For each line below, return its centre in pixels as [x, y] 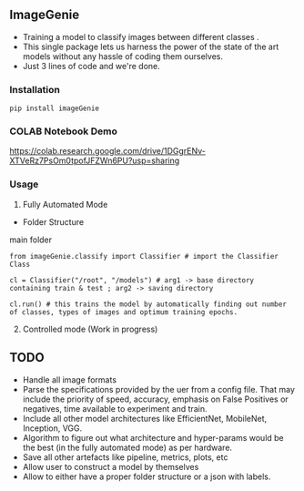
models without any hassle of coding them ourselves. [122, 56]
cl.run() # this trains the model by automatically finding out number [148, 304]
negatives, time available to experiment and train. [115, 408]
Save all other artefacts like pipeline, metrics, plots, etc [125, 457]
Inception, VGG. [52, 428]
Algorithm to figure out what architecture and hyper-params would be [153, 437]
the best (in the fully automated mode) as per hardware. [127, 447]
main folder [31, 240]
